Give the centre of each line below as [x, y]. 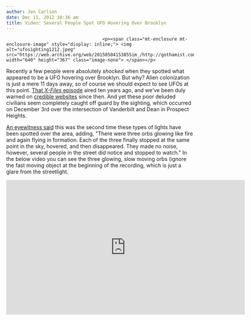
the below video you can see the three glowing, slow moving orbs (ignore [96, 159]
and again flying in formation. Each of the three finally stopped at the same [98, 140]
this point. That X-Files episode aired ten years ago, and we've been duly [96, 90]
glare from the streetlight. [37, 172]
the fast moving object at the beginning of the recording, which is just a [94, 166]
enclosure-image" [28, 45]
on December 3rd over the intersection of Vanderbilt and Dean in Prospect [97, 109]
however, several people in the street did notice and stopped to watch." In [97, 153]
